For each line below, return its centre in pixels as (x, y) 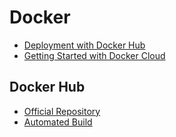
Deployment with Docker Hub (84, 45)
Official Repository (62, 111)
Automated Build (58, 122)
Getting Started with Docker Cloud (94, 55)
